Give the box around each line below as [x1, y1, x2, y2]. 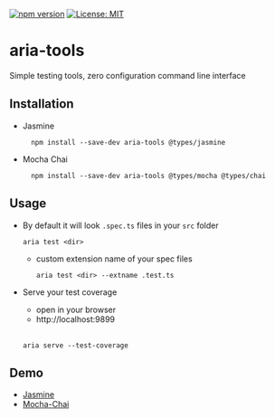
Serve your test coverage [22, 286, 118, 298]
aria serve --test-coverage [22, 340, 128, 350]
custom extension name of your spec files [35, 253, 193, 264]
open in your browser [35, 304, 117, 315]
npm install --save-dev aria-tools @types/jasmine [31, 138, 226, 147]
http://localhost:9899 [35, 313, 116, 325]
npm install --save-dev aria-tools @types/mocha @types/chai [31, 171, 267, 180]
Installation [9, 96, 74, 112]
